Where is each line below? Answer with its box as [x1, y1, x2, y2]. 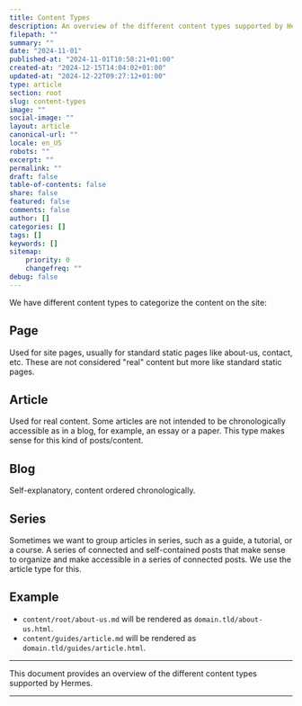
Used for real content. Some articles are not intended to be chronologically [9, 416, 286, 427]
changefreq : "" [25, 264, 83, 273]
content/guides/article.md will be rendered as [22, 632, 197, 643]
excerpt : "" [9, 155, 54, 165]
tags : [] [9, 230, 42, 239]
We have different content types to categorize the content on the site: [9, 297, 267, 308]
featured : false [9, 197, 70, 207]
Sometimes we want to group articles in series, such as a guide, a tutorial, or [9, 535, 293, 545]
